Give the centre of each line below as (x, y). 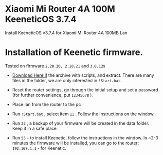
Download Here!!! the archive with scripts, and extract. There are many (83, 75)
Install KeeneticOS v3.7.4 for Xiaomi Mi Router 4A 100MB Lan (66, 33)
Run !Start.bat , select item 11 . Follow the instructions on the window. (83, 114)
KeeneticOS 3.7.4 (41, 19)
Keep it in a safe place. (35, 128)
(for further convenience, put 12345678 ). (53, 95)
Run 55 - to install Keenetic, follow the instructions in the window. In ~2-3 (85, 138)
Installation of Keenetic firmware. (74, 52)
